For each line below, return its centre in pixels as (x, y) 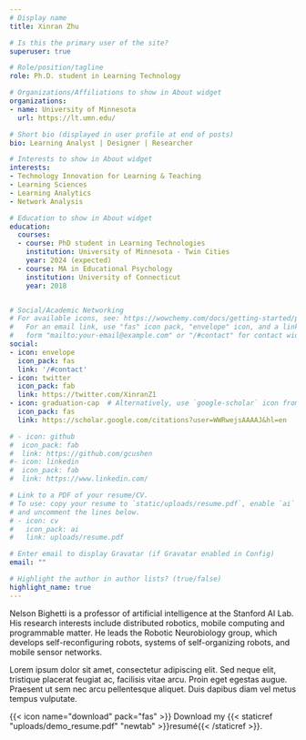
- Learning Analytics (51, 193)
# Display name (38, 18)
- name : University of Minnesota (73, 109)
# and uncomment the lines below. (75, 512)
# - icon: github (42, 436)
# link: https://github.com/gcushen (81, 453)
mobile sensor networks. (56, 652)
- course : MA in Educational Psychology (95, 269)
